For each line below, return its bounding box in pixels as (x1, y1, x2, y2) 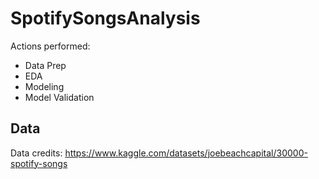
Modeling (24, 80, 65, 92)
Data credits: (10, 147, 63, 159)
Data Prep (24, 59, 67, 71)
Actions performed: (10, 40, 91, 52)
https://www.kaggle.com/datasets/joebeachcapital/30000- (64, 147, 308, 159)
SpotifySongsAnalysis (10, 7, 201, 30)
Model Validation (24, 91, 95, 103)
